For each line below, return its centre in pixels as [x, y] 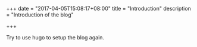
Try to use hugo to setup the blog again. [55, 37]
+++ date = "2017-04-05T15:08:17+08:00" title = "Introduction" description [99, 9]
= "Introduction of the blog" [40, 15]
